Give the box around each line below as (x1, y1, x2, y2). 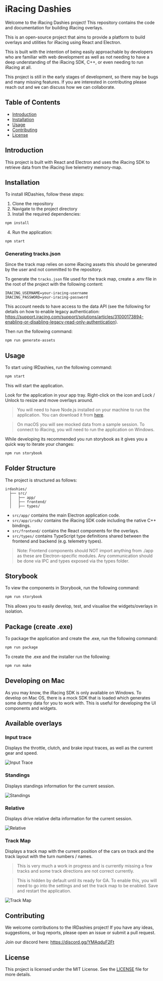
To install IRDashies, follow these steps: (5, 191, 84, 197)
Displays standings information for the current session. (5, 783, 115, 789)
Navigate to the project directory (12, 206, 78, 212)
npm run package (5, 645, 38, 650)
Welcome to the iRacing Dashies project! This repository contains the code (5, 20, 155, 25)
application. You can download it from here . (17, 412, 105, 418)
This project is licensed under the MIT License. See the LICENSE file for (5, 966, 149, 972)
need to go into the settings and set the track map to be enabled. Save (17, 883, 158, 889)
